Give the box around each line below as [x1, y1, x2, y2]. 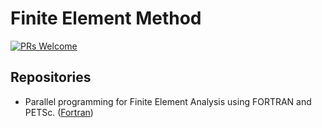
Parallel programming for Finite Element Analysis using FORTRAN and [24, 95, 312, 107]
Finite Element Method [10, 7, 202, 30]
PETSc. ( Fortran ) [24, 106, 94, 118]
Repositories [10, 69, 92, 86]
